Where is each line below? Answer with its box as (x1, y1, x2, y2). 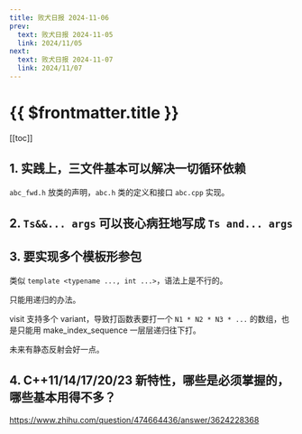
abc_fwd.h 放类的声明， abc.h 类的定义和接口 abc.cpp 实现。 (9, 186, 230, 197)
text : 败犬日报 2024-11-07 (17, 55, 114, 64)
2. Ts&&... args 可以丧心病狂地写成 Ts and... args (9, 216, 293, 231)
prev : (9, 22, 30, 31)
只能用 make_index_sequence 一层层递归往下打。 (16, 325, 201, 335)
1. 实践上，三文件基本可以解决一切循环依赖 (9, 161, 246, 176)
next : (9, 47, 30, 56)
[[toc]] (9, 132, 33, 143)
